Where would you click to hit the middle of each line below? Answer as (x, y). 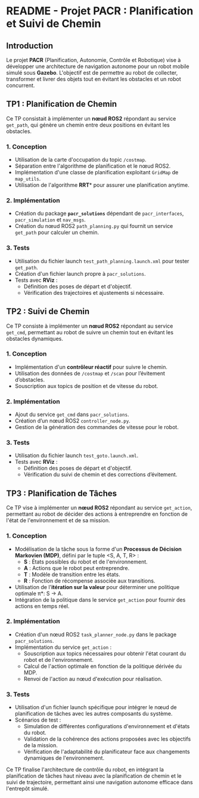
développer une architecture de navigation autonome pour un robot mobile (98, 66)
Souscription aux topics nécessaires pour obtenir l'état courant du (105, 653)
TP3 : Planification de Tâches (62, 493)
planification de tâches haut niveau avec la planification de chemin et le (94, 776)
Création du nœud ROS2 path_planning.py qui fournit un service (94, 226)
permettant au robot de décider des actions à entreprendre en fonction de (97, 514)
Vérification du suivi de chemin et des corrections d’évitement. (100, 475)
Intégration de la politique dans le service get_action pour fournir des (100, 600)
